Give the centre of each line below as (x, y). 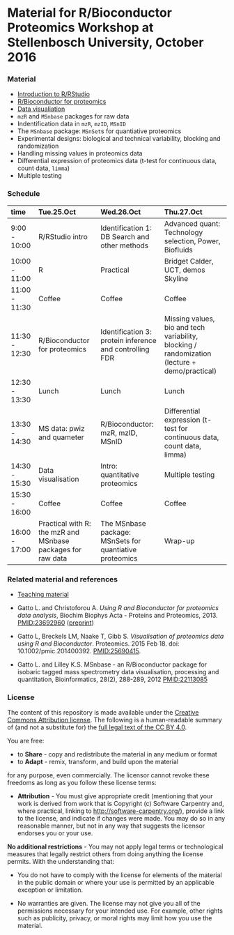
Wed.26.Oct (121, 212)
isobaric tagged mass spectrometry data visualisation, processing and (118, 672)
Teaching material (43, 595)
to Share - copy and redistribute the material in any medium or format (117, 754)
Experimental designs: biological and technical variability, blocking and (119, 139)
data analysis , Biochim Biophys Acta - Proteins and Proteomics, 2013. (117, 616)
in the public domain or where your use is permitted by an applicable (116, 883)
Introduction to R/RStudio (54, 94)
